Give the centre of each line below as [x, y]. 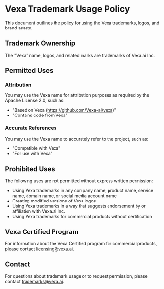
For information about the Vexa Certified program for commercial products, [81, 244]
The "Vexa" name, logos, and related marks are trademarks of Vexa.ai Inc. [80, 55]
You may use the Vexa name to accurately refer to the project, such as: [77, 139]
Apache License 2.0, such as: [35, 101]
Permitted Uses [29, 71]
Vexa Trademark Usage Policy [68, 9]
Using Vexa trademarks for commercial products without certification [82, 216]
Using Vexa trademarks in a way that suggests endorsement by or [79, 206]
